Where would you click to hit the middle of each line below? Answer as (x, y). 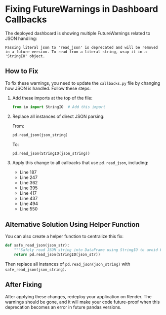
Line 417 (28, 193)
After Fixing (23, 285)
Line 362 (29, 183)
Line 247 (29, 177)
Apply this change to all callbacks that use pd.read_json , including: (80, 163)
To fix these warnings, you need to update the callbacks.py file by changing (83, 83)
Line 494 (29, 204)
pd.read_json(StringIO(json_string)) (51, 153)
